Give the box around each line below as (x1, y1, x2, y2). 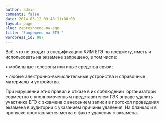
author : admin (5, 7, 35, 12)
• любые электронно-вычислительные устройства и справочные (5, 73, 146, 79)
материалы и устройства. (5, 78, 60, 85)
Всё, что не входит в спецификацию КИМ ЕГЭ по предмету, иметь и (5, 48, 151, 55)
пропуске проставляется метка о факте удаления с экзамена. (5, 109, 138, 115)
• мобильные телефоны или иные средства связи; (5, 63, 113, 70)
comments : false (5, 12, 39, 17)
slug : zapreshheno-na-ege (5, 26, 59, 31)
